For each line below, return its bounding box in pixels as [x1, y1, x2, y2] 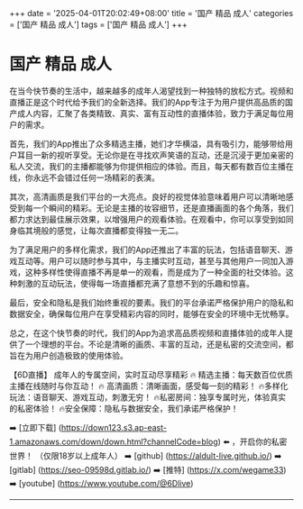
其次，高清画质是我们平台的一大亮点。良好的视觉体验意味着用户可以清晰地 [9, 191, 286, 202]
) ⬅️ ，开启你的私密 [217, 436, 288, 447]
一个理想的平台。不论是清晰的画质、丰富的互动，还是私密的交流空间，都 [24, 339, 294, 350]
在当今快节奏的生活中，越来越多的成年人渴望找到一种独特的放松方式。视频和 [9, 85, 294, 96]
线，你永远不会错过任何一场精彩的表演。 [9, 172, 160, 183]
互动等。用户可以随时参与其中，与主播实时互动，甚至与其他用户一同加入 [16, 255, 286, 266]
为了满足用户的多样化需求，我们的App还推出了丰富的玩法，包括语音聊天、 [9, 244, 286, 255]
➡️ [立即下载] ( [9, 422, 61, 432]
